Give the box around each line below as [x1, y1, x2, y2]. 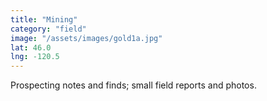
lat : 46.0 [10, 42, 52, 53]
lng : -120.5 [10, 52, 60, 62]
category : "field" [10, 24, 87, 34]
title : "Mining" [10, 14, 78, 25]
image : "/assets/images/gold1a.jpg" [10, 33, 163, 43]
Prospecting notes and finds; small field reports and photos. [10, 79, 257, 91]
